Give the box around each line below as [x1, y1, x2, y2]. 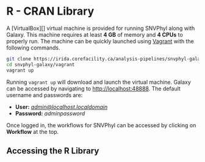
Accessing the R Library [6, 145, 99, 156]
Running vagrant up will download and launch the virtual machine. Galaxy [6, 78, 191, 86]
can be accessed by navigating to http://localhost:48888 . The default [6, 84, 181, 92]
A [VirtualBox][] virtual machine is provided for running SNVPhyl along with [6, 24, 195, 32]
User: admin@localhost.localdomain [15, 103, 108, 111]
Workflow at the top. [6, 128, 59, 135]
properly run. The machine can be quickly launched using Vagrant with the [6, 37, 194, 45]
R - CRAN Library [6, 4, 95, 18]
